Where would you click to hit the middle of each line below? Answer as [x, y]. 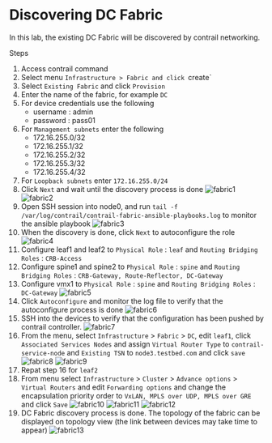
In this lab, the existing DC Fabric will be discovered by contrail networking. [135, 37]
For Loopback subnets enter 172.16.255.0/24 [94, 181]
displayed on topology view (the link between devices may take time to [139, 421]
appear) [34, 430]
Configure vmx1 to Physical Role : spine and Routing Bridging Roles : [138, 283]
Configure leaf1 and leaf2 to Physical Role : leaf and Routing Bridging [139, 249]
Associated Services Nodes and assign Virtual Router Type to [125, 344]
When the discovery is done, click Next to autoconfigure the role [128, 232]
